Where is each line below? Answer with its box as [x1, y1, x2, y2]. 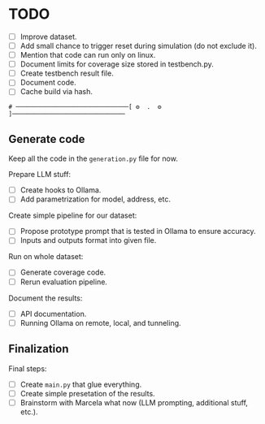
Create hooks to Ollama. [20, 185, 102, 195]
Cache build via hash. [20, 87, 93, 97]
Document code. [20, 78, 76, 88]
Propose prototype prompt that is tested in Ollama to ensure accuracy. [20, 227, 256, 236]
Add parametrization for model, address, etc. [20, 194, 171, 204]
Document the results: [8, 293, 83, 303]
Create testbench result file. [20, 68, 114, 78]
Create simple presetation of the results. [20, 388, 156, 398]
